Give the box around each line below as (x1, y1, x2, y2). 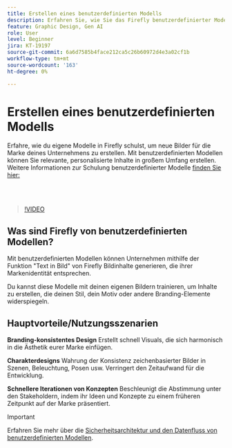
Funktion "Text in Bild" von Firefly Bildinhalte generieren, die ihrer (7, 262, 193, 270)
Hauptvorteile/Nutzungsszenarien (7, 317, 159, 329)
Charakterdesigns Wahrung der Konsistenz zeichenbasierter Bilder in (7, 357, 206, 365)
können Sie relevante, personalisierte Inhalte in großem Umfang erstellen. (7, 156, 216, 165)
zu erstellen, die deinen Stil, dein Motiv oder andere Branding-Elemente (7, 290, 211, 298)
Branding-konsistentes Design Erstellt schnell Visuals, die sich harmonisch (7, 336, 223, 344)
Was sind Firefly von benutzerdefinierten (7, 225, 188, 237)
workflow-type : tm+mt (7, 55, 70, 62)
